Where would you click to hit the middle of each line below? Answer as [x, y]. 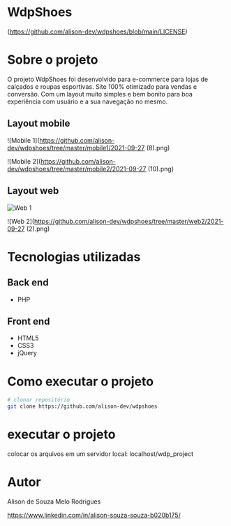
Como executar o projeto [81, 381]
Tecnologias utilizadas [74, 257]
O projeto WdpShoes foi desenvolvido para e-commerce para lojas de [108, 79]
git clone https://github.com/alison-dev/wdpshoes [82, 406]
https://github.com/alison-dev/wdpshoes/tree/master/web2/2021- [129, 221]
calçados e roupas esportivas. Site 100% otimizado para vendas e [102, 86]
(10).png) [161, 169]
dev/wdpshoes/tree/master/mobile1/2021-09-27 [76, 148]
